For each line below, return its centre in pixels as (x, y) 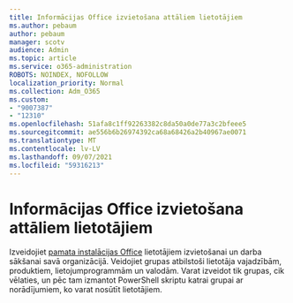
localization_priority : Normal (67, 83)
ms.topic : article (43, 58)
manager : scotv (37, 42)
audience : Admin (39, 50)
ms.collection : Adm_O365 (55, 91)
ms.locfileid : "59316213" (56, 165)
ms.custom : (29, 99)
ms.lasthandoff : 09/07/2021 (61, 157)
